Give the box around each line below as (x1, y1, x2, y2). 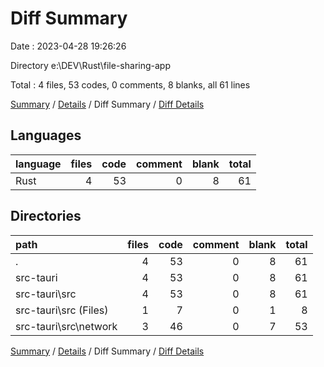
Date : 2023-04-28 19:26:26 (10, 40, 127, 52)
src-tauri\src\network (15, 319, 118, 333)
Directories (10, 208, 82, 225)
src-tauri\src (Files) (15, 303, 109, 317)
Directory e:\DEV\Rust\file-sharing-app (10, 59, 171, 71)
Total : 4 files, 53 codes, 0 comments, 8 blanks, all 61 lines (10, 78, 251, 91)
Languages (10, 127, 82, 144)
